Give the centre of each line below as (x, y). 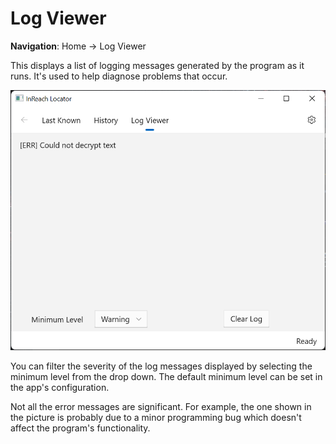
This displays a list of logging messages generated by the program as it (157, 65)
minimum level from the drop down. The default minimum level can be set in (166, 376)
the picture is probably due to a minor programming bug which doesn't (156, 417)
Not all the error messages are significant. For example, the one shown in (161, 406)
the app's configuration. (60, 387)
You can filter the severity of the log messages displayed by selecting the (161, 366)
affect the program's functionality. (80, 428)
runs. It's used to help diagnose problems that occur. (119, 76)
